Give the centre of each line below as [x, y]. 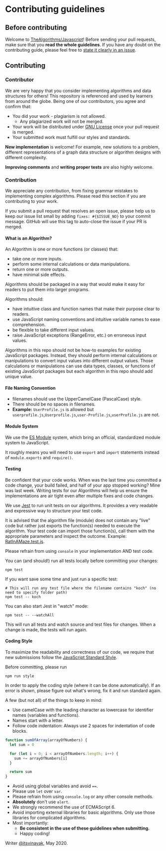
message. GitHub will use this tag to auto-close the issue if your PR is [76, 221]
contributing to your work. [32, 201]
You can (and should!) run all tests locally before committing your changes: [82, 561]
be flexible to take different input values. [54, 330]
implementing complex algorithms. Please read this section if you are [76, 196]
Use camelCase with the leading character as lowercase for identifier [83, 710]
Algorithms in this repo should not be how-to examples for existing [73, 350]
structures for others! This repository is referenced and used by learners [79, 96]
